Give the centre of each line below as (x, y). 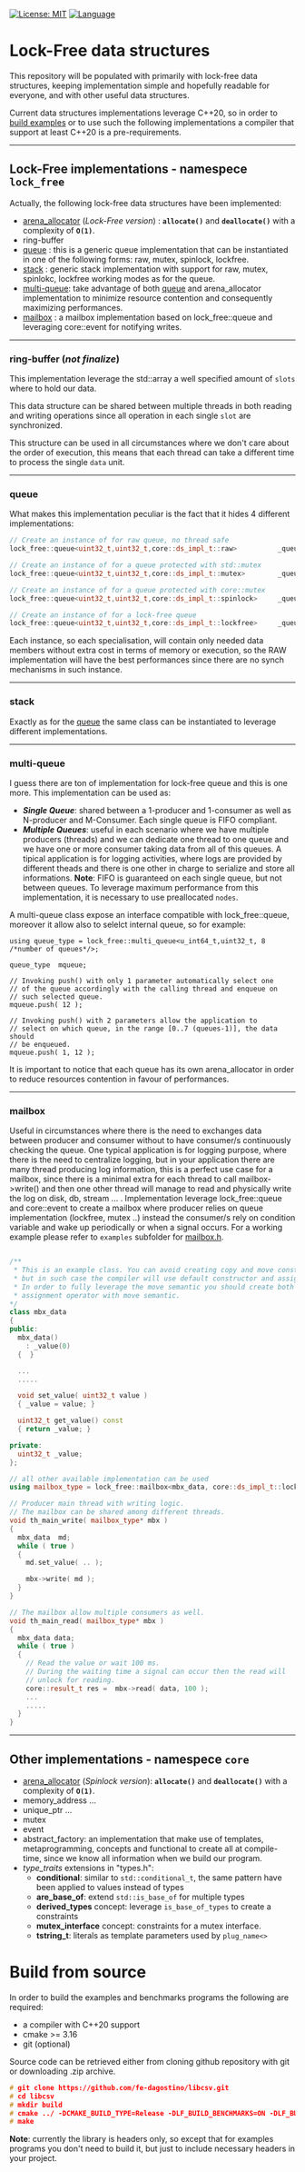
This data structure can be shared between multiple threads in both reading (151, 406)
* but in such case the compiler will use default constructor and (143, 1278)
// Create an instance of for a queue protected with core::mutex (138, 590)
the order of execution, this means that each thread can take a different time (152, 453)
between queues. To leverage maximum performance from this (140, 887)
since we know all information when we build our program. (153, 1858)
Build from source (78, 1973)
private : (26, 1445)
